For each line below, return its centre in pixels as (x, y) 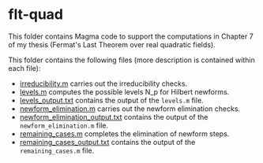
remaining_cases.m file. (57, 150)
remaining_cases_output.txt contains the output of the (107, 142)
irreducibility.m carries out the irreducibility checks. (103, 83)
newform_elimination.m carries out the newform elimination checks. (130, 109)
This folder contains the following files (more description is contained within (131, 60)
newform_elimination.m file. (64, 125)
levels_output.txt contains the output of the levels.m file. (111, 100)
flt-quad (36, 15)
